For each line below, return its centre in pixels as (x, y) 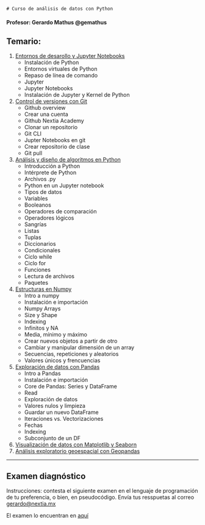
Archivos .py (40, 179)
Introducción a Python (52, 166)
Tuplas (33, 237)
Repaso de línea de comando (61, 76)
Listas (32, 231)
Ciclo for (35, 263)
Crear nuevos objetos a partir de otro (71, 341)
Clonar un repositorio (51, 127)
